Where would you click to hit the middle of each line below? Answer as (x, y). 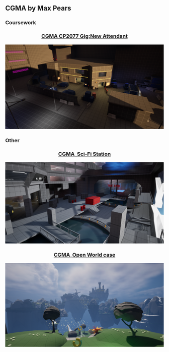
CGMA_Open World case (84, 255)
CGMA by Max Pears (38, 8)
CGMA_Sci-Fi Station (84, 154)
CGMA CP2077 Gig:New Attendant (84, 36)
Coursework (21, 23)
